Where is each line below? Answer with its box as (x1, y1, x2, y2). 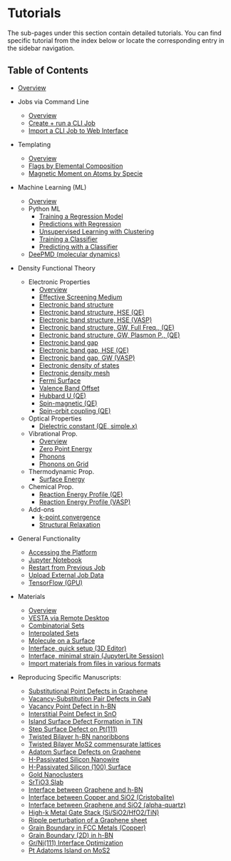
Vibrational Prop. (28, 429, 78, 438)
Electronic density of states (38, 361, 120, 369)
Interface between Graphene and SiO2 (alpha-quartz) (28, 800, 187, 809)
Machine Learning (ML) (17, 183, 87, 191)
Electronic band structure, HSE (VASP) (38, 316, 153, 324)
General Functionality (17, 534, 81, 543)
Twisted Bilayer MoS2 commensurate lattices (28, 740, 162, 748)
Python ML (28, 204, 61, 213)
